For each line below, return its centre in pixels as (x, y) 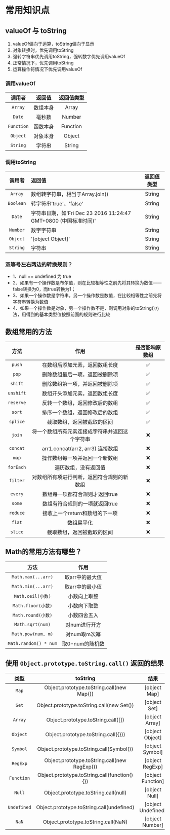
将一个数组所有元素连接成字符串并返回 (78, 431)
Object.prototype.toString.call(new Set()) (85, 705)
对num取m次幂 (83, 634)
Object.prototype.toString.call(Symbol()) (85, 749)
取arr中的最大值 (83, 577)
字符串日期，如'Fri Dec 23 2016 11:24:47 (81, 213)
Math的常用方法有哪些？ (44, 552)
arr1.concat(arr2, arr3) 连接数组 (80, 448)
